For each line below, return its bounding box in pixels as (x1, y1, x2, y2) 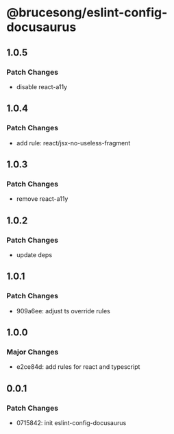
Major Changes (6, 347, 59, 357)
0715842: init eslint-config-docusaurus (16, 419, 127, 426)
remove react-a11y (16, 195, 69, 203)
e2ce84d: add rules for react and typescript (16, 363, 140, 371)
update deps (16, 250, 53, 258)
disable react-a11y (16, 82, 68, 91)
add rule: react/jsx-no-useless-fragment (16, 138, 131, 147)
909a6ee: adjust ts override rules (16, 306, 110, 315)
